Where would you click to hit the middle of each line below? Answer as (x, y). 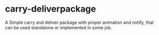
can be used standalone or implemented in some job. (59, 27)
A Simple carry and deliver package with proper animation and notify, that (79, 22)
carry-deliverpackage (51, 9)
